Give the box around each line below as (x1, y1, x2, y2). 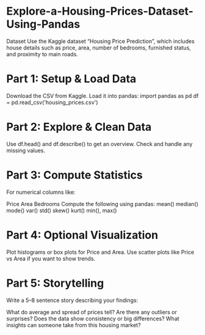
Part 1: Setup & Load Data (6, 72, 137, 86)
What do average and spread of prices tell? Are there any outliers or (6, 308, 177, 315)
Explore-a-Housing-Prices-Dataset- (6, 4, 194, 18)
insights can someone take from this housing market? (6, 321, 142, 328)
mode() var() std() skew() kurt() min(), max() (6, 207, 117, 214)
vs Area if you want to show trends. (6, 255, 96, 262)
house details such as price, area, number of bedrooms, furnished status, (6, 44, 191, 51)
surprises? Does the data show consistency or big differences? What (6, 315, 180, 322)
